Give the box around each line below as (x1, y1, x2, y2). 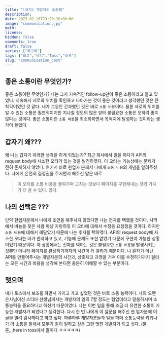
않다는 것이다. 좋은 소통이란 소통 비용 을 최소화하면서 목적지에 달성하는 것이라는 (5, 116, 155, 122)
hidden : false (5, 35, 34, 40)
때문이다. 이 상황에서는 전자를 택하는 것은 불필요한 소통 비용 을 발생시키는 (18, 241, 156, 247)
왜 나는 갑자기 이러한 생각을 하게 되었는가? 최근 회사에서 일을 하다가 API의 (5, 151, 147, 158)
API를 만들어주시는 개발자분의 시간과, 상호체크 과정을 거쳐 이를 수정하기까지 (5, 254, 150, 260)
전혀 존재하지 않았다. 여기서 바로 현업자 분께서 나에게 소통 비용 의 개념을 (5, 164, 140, 170)
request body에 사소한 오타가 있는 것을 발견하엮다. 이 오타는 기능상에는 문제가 (5, 158, 156, 164)
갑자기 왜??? (5, 138, 42, 146)
